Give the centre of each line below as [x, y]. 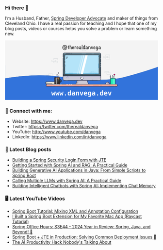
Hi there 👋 [17, 8]
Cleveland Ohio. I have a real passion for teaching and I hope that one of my [81, 23]
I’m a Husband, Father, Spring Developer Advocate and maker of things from [81, 18]
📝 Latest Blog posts [28, 149]
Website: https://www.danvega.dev [47, 121]
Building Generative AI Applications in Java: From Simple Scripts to [79, 170]
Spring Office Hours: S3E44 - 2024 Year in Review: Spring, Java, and [81, 226]
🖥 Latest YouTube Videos [35, 199]
